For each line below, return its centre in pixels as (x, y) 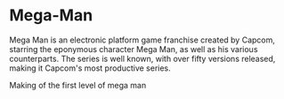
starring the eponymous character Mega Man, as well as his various (134, 49)
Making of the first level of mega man (78, 85)
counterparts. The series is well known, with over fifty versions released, (142, 58)
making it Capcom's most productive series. (90, 68)
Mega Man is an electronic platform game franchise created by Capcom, (142, 40)
